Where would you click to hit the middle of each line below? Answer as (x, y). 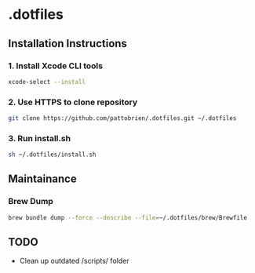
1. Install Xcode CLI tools (56, 66)
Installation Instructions (68, 44)
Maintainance (42, 179)
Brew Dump (31, 202)
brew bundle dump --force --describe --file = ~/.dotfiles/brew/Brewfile (127, 217)
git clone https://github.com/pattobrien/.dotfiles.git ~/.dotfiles (122, 118)
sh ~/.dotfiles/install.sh (52, 155)
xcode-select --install (47, 82)
